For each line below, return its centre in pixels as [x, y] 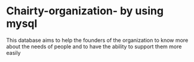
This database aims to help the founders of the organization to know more [97, 40]
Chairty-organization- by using [85, 11]
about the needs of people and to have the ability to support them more [94, 46]
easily [13, 52]
